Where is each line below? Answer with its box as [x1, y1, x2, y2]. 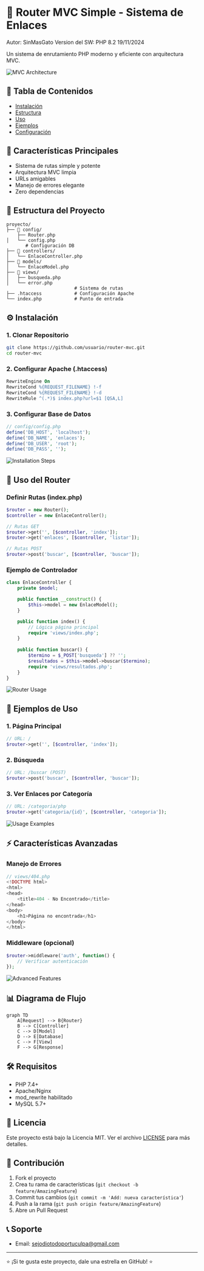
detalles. [6, 1140, 28, 1148]
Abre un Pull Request [15, 1207, 68, 1214]
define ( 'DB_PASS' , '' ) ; [6, 446, 67, 452]
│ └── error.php [6, 280, 53, 286]
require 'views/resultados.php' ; [28, 663, 113, 670]
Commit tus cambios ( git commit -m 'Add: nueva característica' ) [15, 1193, 184, 1200]
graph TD [6, 1013, 29, 1019]
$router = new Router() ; [6, 507, 69, 513]
